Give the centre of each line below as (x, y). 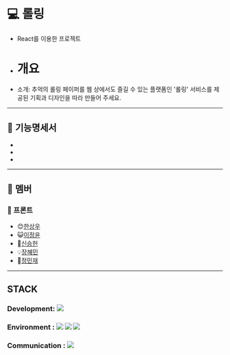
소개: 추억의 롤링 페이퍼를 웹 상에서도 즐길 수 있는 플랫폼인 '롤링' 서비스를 (114, 89)
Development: (31, 308)
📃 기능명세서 (32, 128)
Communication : (37, 345)
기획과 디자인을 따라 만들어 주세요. (76, 97)
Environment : (31, 327)
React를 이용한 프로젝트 (49, 38)
